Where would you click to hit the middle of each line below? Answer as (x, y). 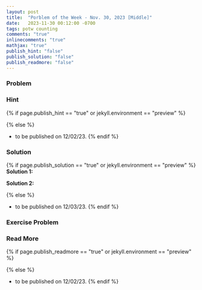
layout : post (23, 12)
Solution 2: (20, 183)
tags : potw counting (32, 29)
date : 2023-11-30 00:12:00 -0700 (51, 23)
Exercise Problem (33, 222)
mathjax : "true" (27, 46)
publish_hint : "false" (35, 51)
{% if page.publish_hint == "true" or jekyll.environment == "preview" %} (96, 113)
